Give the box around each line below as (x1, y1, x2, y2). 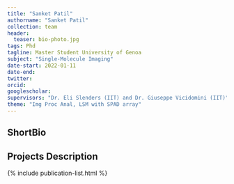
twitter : (7, 75, 33, 82)
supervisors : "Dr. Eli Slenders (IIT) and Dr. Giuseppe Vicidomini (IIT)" (7, 95, 229, 102)
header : (7, 29, 30, 37)
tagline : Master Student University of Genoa (7, 49, 141, 56)
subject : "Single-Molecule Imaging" (7, 56, 114, 63)
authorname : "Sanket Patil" (7, 17, 89, 24)
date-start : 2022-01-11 (7, 62, 77, 69)
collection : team (7, 23, 58, 30)
